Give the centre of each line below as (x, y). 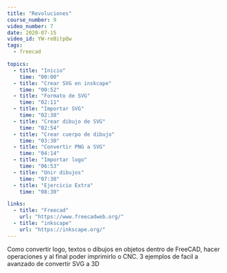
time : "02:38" (39, 115)
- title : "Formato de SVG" (52, 96)
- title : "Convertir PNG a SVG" (60, 147)
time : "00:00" (39, 77)
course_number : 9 (32, 20)
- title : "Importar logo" (50, 160)
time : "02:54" (39, 128)
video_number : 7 (30, 26)
